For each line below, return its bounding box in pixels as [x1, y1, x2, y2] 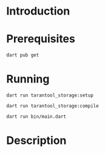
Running [6, 72, 50, 86]
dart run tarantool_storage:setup [6, 92, 94, 98]
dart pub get [6, 52, 39, 58]
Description [6, 134, 67, 148]
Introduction [6, 4, 70, 18]
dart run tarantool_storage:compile [6, 103, 99, 109]
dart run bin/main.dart [6, 114, 67, 120]
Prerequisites [6, 32, 76, 46]
